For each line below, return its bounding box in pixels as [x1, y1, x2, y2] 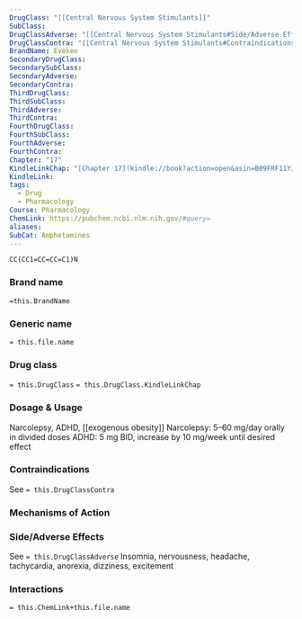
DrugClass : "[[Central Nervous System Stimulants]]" [9, 13, 211, 22]
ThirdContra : [9, 113, 58, 122]
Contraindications [9, 463, 90, 476]
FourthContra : [9, 147, 63, 156]
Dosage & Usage [9, 401, 84, 414]
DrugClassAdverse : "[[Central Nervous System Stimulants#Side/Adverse [9, 30, 280, 39]
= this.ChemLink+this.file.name [9, 604, 130, 613]
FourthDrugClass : [9, 122, 75, 131]
